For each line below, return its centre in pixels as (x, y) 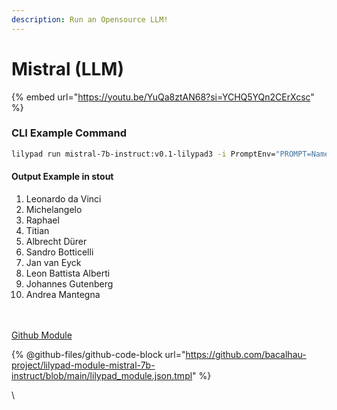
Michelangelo (54, 209)
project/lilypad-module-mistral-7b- (83, 365)
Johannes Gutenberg (69, 283)
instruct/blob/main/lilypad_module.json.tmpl (102, 375)
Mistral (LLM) (67, 68)
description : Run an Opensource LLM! (90, 19)
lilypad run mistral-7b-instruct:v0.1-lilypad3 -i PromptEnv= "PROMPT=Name (170, 154)
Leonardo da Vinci (63, 198)
